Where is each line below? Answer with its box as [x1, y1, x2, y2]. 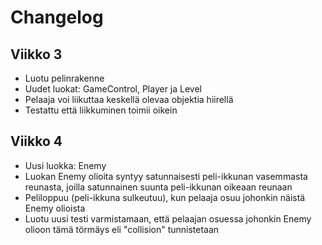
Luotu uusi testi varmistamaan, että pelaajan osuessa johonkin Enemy [24, 212, 312, 225]
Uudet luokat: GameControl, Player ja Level [24, 83, 202, 95]
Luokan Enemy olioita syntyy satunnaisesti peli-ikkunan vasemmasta [24, 170, 308, 182]
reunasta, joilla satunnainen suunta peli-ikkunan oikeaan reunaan [24, 181, 293, 193]
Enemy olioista [24, 202, 86, 214]
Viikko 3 [10, 46, 63, 63]
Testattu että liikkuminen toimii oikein [24, 104, 178, 116]
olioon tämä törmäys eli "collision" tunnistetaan [24, 223, 220, 235]
